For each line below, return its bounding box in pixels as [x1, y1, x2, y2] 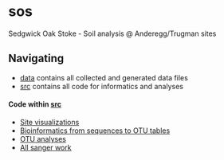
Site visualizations [19, 117, 80, 127]
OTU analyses [19, 134, 66, 143]
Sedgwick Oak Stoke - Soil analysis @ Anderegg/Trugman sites [8, 29, 217, 38]
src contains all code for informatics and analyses [19, 81, 183, 91]
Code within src [8, 100, 62, 109]
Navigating [8, 52, 65, 65]
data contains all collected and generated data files [19, 72, 189, 82]
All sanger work [19, 142, 72, 152]
